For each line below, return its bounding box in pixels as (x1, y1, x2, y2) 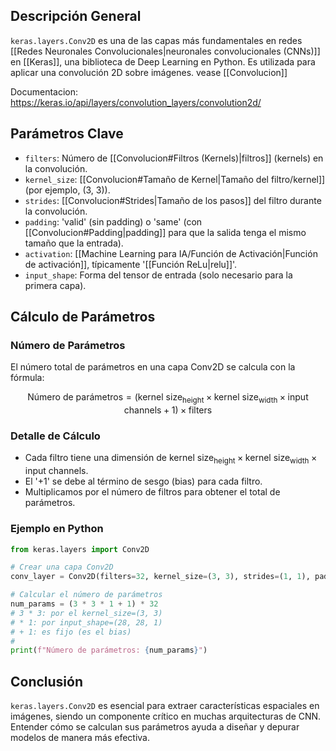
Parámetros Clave (10, 125, 124, 143)
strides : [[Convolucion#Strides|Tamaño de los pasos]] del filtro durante (24, 194, 322, 206)
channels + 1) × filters (123, 404, 213, 416)
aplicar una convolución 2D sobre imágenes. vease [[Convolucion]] (10, 66, 288, 78)
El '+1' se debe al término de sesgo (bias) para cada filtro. (24, 475, 263, 488)
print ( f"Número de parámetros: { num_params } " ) (10, 645, 208, 656)
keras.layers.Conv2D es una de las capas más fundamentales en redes (10, 34, 303, 46)
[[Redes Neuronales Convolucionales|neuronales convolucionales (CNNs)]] (10, 45, 321, 57)
